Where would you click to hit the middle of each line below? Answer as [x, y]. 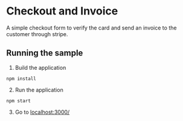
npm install [21, 79]
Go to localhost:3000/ [42, 112]
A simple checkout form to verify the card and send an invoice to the [91, 28]
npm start [19, 101]
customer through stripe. [37, 34]
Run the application [39, 90]
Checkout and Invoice [62, 11]
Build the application [40, 67]
